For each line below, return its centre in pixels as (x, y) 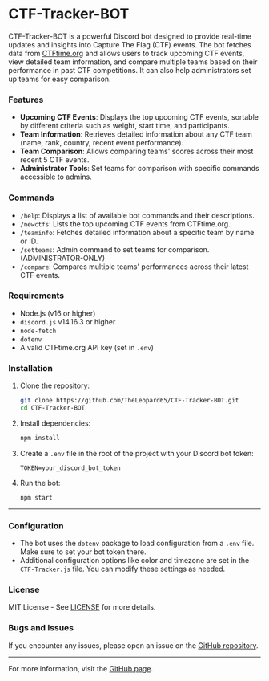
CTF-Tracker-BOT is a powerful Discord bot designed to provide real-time (130, 36)
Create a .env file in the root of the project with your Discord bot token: (137, 453)
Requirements (36, 296)
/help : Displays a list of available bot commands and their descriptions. (137, 215)
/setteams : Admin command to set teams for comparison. (114, 249)
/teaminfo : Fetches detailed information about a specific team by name (137, 232)
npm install (40, 438)
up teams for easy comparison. (60, 79)
